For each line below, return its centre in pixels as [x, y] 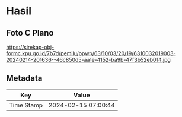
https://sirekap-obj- [30, 47]
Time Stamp [26, 105]
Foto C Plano [30, 33]
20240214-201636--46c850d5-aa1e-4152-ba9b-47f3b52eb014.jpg [88, 60]
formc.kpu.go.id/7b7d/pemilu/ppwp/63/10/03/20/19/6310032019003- [91, 53]
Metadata [24, 78]
